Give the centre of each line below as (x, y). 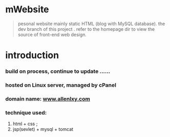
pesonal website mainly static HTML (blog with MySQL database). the (91, 24)
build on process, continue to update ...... (58, 71)
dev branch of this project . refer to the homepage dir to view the (86, 29)
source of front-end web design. (52, 34)
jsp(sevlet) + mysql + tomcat (43, 129)
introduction (32, 55)
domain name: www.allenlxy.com (48, 99)
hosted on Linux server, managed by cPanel (61, 85)
